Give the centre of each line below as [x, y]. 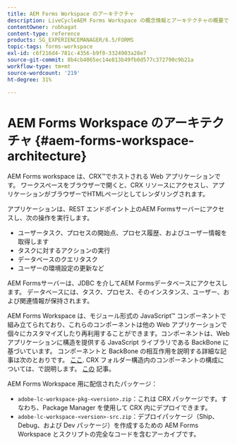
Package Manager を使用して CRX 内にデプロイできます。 [127, 408]
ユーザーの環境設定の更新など [61, 268]
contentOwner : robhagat [42, 27]
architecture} [47, 156]
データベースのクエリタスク [58, 259]
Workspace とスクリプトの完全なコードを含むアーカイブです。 [109, 434]
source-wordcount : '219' [44, 73]
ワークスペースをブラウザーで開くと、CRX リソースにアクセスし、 [117, 185]
